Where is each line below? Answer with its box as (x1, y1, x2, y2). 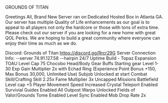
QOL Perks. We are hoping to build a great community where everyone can (5, 35, 160, 41)
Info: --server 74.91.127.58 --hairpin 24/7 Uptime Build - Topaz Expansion (5, 55, 156, 61)
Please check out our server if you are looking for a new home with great (5, 30, 156, 35)
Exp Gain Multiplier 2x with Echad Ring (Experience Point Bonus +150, (12, 66, 156, 72)
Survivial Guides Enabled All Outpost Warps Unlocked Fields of (5, 87, 135, 93)
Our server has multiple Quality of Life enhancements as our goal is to (5, 19, 150, 25)
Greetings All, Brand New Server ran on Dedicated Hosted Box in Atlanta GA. (5, 14, 163, 19)
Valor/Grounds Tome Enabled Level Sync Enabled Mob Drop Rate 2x (5, 92, 146, 98)
